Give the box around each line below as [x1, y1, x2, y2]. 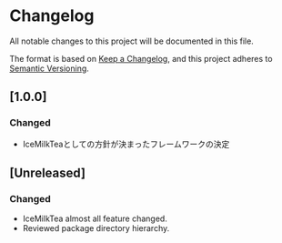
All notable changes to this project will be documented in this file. [9, 35, 255, 46]
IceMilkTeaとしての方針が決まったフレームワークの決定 [22, 138, 230, 149]
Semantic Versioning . [9, 63, 89, 74]
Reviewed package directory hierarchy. [22, 223, 170, 234]
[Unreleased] [9, 166, 86, 181]
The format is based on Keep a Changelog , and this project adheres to [9, 53, 273, 64]
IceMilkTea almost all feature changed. [22, 213, 168, 224]
